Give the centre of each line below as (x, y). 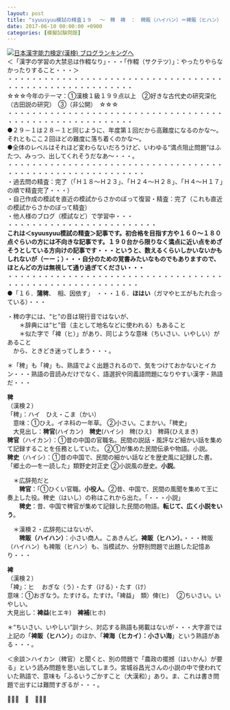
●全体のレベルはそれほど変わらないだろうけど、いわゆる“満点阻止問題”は (111, 148)
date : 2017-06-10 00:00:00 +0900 (55, 26)
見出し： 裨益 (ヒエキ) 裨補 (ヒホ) (59, 612)
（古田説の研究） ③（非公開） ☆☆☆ (63, 104)
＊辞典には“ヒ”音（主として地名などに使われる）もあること (102, 325)
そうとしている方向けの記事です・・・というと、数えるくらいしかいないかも (115, 251)
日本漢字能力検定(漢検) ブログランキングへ (74, 53)
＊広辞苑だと (31, 481)
